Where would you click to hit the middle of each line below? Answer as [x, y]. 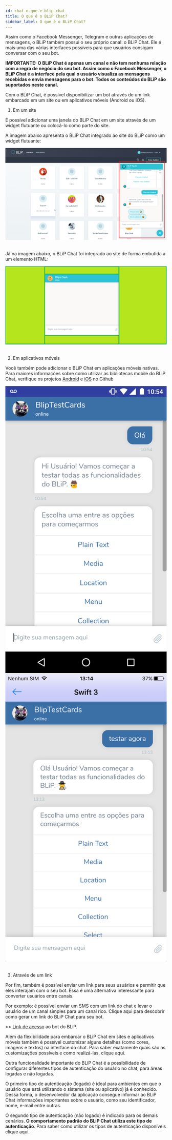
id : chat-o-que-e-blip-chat [35, 11]
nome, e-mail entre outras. [33, 1106]
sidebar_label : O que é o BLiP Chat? [46, 22]
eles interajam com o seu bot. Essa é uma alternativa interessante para [80, 991]
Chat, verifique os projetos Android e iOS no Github [59, 379]
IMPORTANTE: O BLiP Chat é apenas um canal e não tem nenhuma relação [86, 63]
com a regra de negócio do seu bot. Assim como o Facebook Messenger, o [86, 69]
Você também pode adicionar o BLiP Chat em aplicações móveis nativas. [82, 368]
